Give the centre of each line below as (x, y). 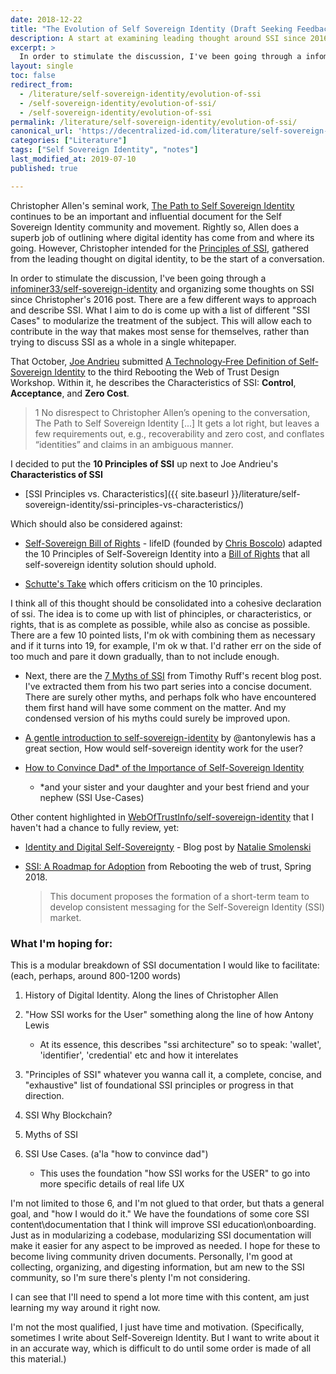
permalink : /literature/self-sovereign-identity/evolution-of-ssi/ (154, 122)
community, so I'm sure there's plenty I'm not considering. (130, 1277)
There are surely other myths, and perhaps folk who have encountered (170, 697)
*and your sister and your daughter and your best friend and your (174, 787)
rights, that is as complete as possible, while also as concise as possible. (160, 624)
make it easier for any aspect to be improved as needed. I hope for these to (165, 1245)
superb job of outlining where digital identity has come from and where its (162, 237)
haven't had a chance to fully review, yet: (95, 827)
